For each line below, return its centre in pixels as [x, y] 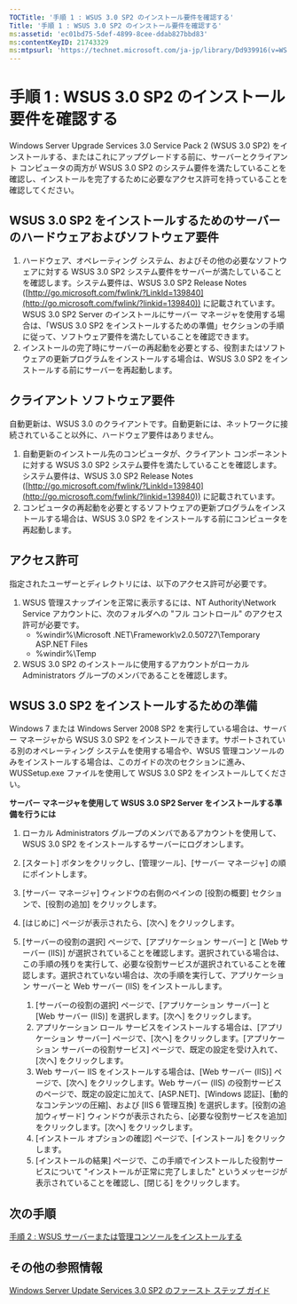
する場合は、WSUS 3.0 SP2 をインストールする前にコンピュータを [167, 518]
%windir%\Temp [66, 653]
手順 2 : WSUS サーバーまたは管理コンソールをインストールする [126, 1236]
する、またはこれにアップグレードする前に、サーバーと [148, 157]
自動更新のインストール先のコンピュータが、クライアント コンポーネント [155, 453]
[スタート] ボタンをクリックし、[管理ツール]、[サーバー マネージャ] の [150, 863]
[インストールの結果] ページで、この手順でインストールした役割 [152, 1161]
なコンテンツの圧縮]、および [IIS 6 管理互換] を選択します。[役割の [157, 1105]
